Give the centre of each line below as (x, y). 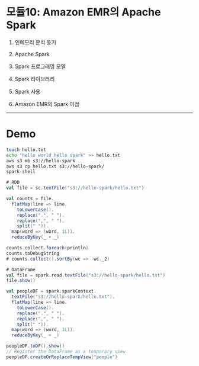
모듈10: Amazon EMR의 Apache (84, 12)
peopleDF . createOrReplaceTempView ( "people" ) (62, 357)
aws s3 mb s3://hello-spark (41, 160)
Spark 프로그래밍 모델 (40, 66)
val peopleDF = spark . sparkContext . (51, 291)
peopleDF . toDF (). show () (36, 346)
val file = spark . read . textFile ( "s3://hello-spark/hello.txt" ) (86, 275)
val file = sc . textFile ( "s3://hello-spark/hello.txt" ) (75, 188)
